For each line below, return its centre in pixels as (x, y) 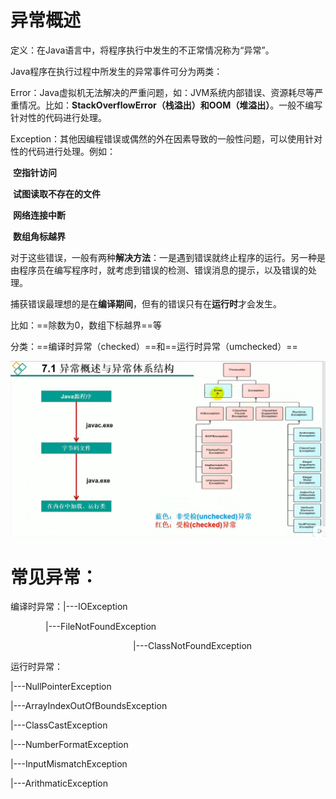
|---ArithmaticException (59, 783)
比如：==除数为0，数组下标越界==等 (86, 325)
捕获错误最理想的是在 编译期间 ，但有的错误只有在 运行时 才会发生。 (146, 303)
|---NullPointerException (61, 687)
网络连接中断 (39, 215)
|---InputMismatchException (69, 764)
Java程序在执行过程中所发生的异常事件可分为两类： (116, 71)
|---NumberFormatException (69, 745)
